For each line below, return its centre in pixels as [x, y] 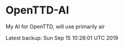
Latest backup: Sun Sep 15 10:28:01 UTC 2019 [62, 38]
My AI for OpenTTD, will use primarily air [55, 26]
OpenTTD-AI [37, 10]
